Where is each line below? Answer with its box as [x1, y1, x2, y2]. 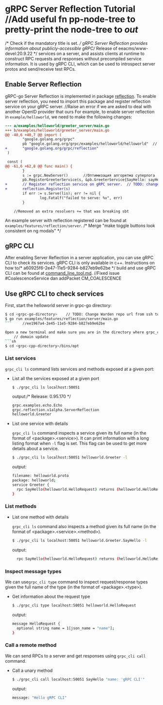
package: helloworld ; [12, 478, 56, 483]
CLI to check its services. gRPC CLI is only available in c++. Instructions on [5, 260, 155, 266]
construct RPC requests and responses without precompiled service [5, 56, 142, 61]
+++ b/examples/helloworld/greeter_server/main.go [5, 128, 110, 133]
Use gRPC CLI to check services [5, 289, 104, 298]
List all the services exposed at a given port [12, 375, 99, 381]
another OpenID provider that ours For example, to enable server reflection [5, 109, 155, 114]
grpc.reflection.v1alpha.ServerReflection [12, 407, 99, 412]
